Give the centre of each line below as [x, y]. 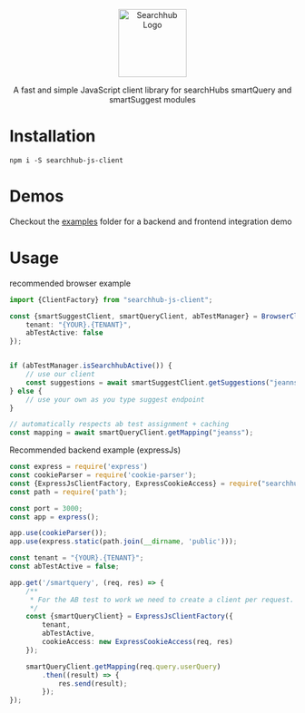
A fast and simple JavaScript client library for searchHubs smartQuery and [152, 90]
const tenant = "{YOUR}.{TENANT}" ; [77, 558]
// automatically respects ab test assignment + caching [119, 425]
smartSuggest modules [152, 99]
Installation [53, 137]
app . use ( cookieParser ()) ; [58, 533]
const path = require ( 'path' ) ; [69, 492]
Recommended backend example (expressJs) [95, 450]
